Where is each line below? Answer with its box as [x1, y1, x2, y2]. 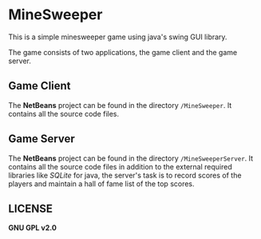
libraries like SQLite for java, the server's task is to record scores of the [8, 170, 242, 180]
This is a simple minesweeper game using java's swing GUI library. [8, 32, 227, 42]
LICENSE [8, 201, 53, 215]
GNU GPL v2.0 [8, 223, 57, 233]
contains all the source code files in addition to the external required [8, 161, 233, 171]
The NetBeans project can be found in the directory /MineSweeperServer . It [8, 153, 254, 163]
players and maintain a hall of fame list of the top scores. [8, 178, 195, 189]
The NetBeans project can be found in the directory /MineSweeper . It [8, 100, 232, 110]
